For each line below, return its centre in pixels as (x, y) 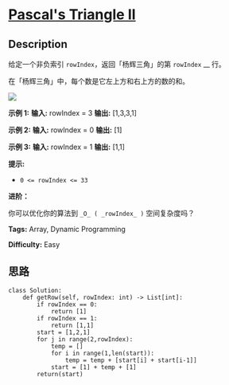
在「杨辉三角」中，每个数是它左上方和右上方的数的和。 (99, 81)
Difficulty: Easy (34, 244)
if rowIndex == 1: (67, 318)
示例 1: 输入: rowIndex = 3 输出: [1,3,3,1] (73, 113)
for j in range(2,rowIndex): (85, 339)
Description (38, 44)
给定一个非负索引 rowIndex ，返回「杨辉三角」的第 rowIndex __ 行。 (117, 64)
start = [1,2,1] (64, 332)
